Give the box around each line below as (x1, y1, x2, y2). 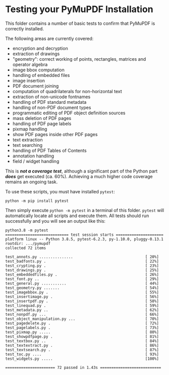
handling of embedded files (12, 72, 70, 78)
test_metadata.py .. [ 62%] (5, 307, 159, 312)
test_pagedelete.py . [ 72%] (5, 320, 159, 326)
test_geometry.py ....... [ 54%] (5, 285, 159, 290)
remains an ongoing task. (5, 179, 58, 185)
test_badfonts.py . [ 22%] (5, 259, 159, 264)
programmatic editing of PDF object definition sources (12, 110, 126, 116)
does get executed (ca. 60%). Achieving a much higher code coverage (5, 173, 153, 179)
